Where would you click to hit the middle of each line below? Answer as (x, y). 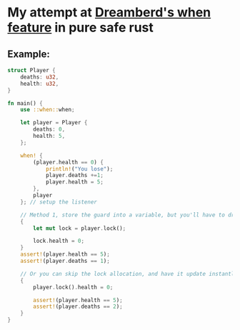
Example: (29, 54)
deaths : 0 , (49, 129)
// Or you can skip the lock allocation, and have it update (113, 274)
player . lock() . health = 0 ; (73, 287)
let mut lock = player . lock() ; (80, 228)
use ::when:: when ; (47, 110)
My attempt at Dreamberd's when (109, 12)
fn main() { (25, 103)
